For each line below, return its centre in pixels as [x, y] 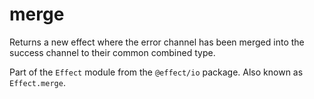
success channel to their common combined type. [112, 52]
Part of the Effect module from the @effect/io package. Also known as [156, 72]
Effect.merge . [37, 82]
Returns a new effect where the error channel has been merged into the [157, 42]
